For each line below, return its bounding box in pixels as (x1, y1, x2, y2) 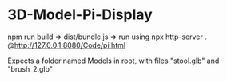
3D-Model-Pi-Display (7, 6, 153, 24)
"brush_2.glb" (7, 64, 54, 73)
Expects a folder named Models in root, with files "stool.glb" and (7, 56, 220, 65)
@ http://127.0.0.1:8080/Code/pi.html (7, 40, 125, 49)
